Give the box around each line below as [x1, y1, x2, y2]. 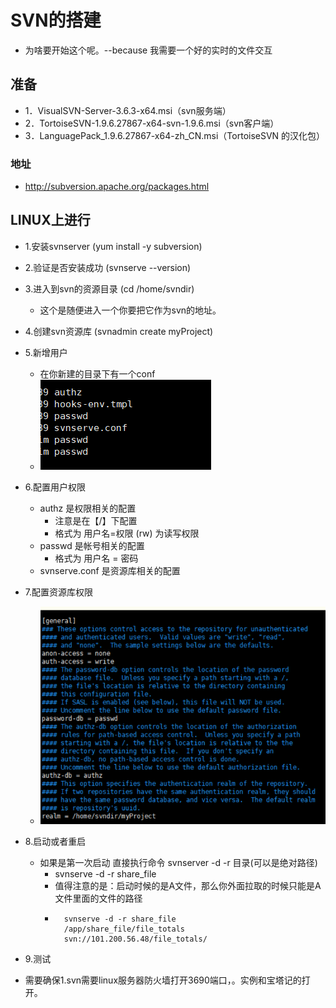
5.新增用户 [24, 346, 68, 358]
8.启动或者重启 [24, 836, 87, 848]
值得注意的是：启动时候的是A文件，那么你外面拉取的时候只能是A [54, 880, 322, 892]
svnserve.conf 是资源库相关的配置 [39, 564, 181, 576]
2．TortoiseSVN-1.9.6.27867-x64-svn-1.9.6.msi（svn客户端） [24, 117, 280, 129]
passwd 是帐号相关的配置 [39, 539, 145, 551]
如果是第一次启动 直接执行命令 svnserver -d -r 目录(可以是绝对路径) [39, 857, 318, 869]
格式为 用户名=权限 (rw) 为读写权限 [54, 527, 200, 539]
